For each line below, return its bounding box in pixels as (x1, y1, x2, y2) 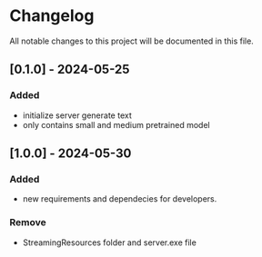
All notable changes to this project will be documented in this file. (9, 35, 255, 46)
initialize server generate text (22, 110, 132, 121)
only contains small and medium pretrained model (22, 119, 211, 130)
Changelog (9, 5, 95, 26)
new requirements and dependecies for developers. (22, 193, 217, 204)
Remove (9, 216, 47, 229)
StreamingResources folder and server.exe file (22, 237, 197, 248)
